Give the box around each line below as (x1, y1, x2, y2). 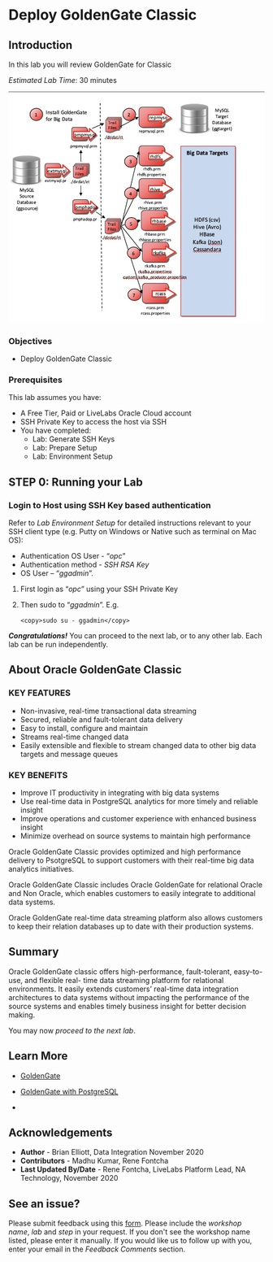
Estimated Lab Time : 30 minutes (8, 76, 118, 85)
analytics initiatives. (8, 864, 75, 873)
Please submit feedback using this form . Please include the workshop (8, 1218, 242, 1229)
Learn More (8, 1049, 68, 1063)
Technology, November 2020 (19, 1173, 119, 1183)
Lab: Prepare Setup (32, 443, 97, 453)
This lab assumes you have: (8, 393, 102, 403)
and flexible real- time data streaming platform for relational (24, 975, 224, 985)
